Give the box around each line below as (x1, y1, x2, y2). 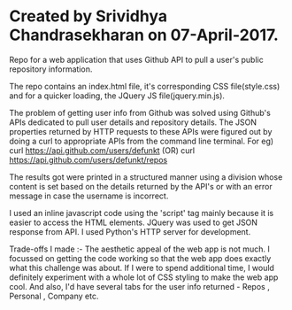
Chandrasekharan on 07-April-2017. (9, 25, 279, 45)
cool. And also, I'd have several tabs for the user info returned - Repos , (9, 281, 270, 291)
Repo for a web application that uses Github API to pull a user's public (9, 54, 264, 65)
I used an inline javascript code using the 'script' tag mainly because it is (9, 207, 274, 218)
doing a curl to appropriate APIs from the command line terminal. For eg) (9, 136, 274, 146)
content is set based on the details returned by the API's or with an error (9, 181, 273, 191)
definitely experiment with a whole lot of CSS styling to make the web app (9, 272, 279, 283)
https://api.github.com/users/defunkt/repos (9, 154, 168, 165)
